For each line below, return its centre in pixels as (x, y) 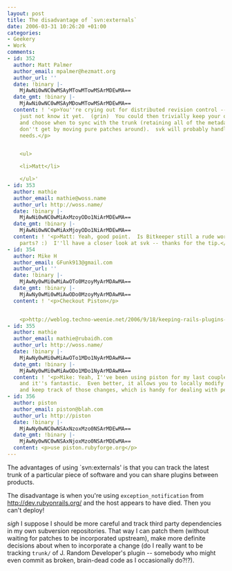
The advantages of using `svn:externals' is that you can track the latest (108, 467)
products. (21, 482)
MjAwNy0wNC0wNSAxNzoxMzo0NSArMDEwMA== (75, 429)
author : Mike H (35, 256)
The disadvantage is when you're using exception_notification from (106, 495)
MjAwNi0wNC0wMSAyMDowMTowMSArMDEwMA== (75, 104)
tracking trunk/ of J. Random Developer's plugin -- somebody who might (112, 552)
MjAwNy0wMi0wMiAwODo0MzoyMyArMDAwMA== (75, 294)
